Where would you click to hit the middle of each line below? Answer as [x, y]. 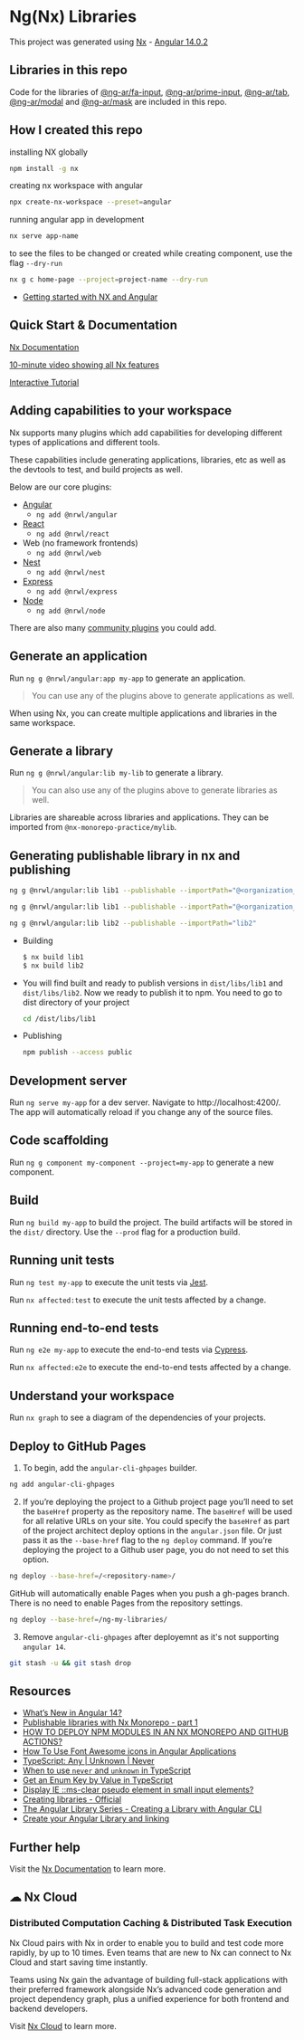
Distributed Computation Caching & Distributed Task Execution [151, 1923]
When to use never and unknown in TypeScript [107, 1770]
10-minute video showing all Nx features [85, 365]
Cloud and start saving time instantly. [78, 1962]
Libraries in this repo [69, 70]
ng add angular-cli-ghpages [62, 1484]
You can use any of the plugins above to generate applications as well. [163, 695]
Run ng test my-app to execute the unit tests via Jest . [109, 1282]
